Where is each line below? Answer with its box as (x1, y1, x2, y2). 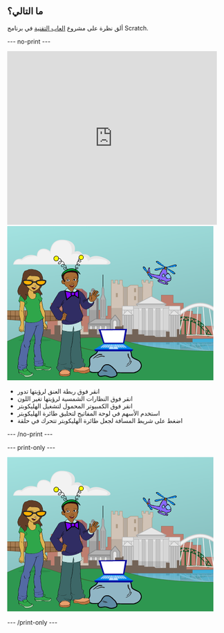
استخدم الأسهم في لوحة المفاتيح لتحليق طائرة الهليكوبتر (17, 409, 160, 417)
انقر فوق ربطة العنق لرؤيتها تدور (17, 387, 100, 395)
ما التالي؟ (7, 6, 44, 17)
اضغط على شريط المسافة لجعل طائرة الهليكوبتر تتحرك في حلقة (17, 416, 183, 424)
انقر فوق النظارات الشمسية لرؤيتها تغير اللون (17, 394, 133, 403)
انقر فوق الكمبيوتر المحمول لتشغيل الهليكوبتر (17, 401, 133, 410)
